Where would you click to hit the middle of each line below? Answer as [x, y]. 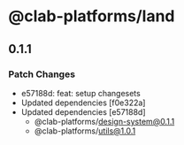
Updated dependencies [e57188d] [83, 111]
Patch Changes [42, 74]
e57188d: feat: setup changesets [80, 93]
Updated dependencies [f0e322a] [83, 103]
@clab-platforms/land [92, 16]
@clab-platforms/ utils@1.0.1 [85, 131]
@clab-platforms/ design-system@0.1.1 [104, 121]
